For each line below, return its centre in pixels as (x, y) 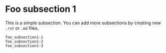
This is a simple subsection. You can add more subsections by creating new (83, 23)
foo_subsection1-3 (24, 46)
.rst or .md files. (22, 28)
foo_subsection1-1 (24, 37)
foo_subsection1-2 (24, 41)
